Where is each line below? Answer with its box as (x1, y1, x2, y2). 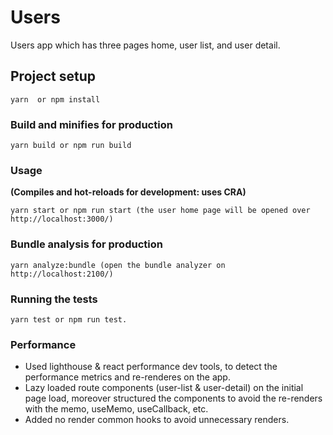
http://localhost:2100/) (10, 269, 114, 279)
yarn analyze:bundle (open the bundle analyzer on (10, 260, 226, 270)
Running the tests (10, 292, 98, 306)
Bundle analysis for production (10, 237, 163, 251)
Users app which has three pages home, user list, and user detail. (10, 39, 281, 51)
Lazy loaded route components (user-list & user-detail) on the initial (24, 382, 304, 394)
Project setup (10, 68, 97, 85)
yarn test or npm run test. (10, 314, 128, 325)
